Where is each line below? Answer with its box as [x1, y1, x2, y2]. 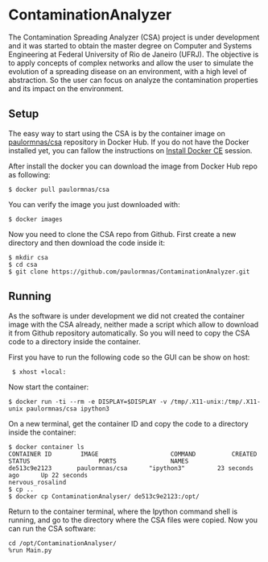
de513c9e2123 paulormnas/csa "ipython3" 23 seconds [8, 464, 254, 472]
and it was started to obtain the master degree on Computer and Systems [8, 40, 252, 50]
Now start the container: [8, 381, 89, 392]
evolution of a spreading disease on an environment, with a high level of [8, 66, 247, 76]
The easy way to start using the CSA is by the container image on [8, 128, 225, 138]
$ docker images [8, 215, 63, 223]
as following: [8, 169, 51, 179]
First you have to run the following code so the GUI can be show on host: [8, 352, 250, 362]
